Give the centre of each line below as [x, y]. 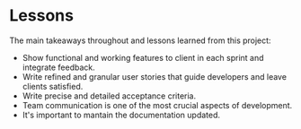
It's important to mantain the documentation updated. [121, 115]
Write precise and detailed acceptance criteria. [109, 96]
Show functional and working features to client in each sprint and [143, 57]
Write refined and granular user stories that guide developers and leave [155, 76]
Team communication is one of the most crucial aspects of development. [157, 105]
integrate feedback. [59, 67]
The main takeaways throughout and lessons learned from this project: [140, 40]
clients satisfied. [53, 86]
